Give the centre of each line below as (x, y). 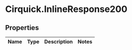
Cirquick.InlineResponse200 (66, 9)
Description (58, 42)
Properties (22, 28)
